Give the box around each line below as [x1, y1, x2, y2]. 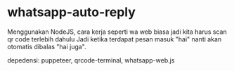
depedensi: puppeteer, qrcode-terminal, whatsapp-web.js [7, 56, 175, 64]
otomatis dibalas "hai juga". [7, 42, 86, 51]
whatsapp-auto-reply [7, 4, 136, 20]
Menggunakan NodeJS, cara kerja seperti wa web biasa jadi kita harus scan [7, 27, 227, 36]
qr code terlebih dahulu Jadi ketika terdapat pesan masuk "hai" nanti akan [7, 34, 222, 43]
